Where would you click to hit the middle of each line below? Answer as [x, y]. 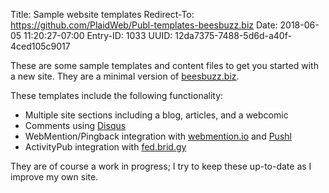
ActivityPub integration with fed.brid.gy [105, 147]
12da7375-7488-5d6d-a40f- [233, 35]
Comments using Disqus [75, 125]
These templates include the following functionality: [117, 95]
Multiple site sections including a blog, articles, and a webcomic [156, 115]
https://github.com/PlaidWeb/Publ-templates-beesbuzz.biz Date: [144, 25]
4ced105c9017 [40, 46]
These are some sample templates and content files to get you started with [164, 65]
